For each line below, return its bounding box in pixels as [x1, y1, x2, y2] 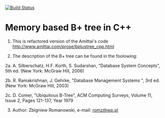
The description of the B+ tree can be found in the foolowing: [12, 53, 138, 59]
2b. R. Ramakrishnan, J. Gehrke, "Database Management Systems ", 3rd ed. [5, 77, 160, 83]
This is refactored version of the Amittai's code [12, 38, 109, 44]
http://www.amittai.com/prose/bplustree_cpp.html [12, 43, 114, 49]
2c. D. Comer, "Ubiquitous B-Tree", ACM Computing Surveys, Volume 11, [5, 92, 153, 98]
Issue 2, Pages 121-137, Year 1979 [5, 97, 73, 103]
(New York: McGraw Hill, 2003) [5, 82, 69, 88]
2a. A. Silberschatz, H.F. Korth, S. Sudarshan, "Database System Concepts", [5, 62, 161, 69]
